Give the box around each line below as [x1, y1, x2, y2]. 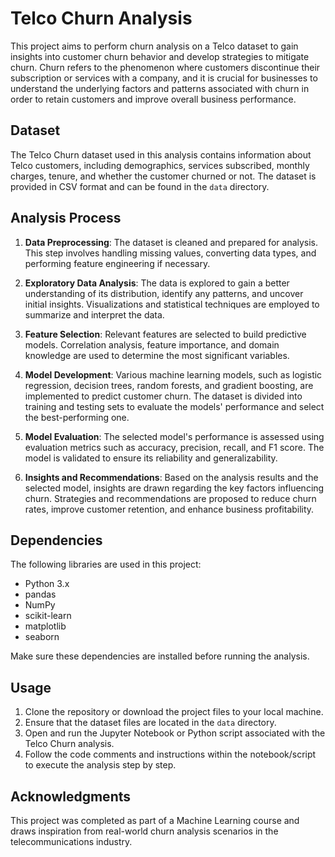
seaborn [24, 631, 60, 643]
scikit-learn [24, 610, 72, 622]
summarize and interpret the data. [24, 308, 165, 321]
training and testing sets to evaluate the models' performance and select [24, 400, 325, 412]
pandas [24, 588, 57, 601]
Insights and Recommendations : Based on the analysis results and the [24, 471, 319, 483]
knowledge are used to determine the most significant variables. [24, 349, 290, 361]
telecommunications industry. [10, 836, 133, 847]
